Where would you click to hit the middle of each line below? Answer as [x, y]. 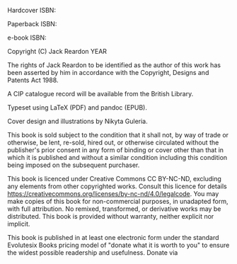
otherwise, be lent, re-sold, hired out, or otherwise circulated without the [113, 142]
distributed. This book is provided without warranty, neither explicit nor [111, 216]
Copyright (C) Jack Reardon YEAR [57, 51]
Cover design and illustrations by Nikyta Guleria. [77, 121]
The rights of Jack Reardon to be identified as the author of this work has [114, 65]
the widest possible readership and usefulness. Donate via [93, 253]
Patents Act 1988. [33, 80]
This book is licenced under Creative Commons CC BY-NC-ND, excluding [114, 179]
